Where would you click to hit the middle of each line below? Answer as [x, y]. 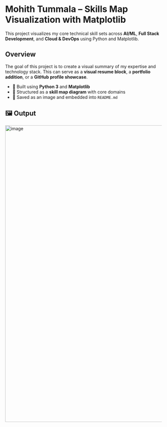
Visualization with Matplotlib [66, 20]
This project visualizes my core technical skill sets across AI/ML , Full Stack [82, 33]
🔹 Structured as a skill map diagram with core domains [69, 92]
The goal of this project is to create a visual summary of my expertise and [81, 66]
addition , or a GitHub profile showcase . [46, 77]
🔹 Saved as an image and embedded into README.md [65, 97]
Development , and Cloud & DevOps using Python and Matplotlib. [72, 39]
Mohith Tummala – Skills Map [67, 9]
